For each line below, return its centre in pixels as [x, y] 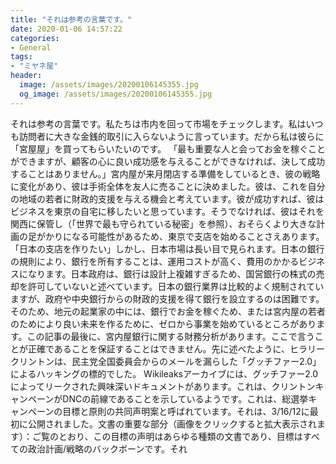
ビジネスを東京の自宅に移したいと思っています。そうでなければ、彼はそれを [167, 211]
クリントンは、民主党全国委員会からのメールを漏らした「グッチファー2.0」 [166, 361]
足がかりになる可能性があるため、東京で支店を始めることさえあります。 [176, 236]
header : [26, 76]
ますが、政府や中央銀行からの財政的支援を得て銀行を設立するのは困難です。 [167, 298]
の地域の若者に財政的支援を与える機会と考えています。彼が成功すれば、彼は [167, 198]
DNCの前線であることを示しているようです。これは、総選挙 [185, 398]
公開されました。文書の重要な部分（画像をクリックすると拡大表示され [172, 423]
